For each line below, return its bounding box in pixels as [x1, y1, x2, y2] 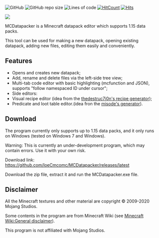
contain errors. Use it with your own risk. [5, 147, 86, 153]
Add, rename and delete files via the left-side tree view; [12, 75, 123, 81]
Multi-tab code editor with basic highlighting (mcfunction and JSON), [12, 80, 150, 86]
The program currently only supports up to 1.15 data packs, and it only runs [5, 128, 155, 134]
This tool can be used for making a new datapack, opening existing [5, 38, 139, 43]
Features [5, 57, 32, 65]
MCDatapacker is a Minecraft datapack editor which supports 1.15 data [5, 23, 146, 29]
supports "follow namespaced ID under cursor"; [12, 85, 108, 91]
